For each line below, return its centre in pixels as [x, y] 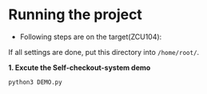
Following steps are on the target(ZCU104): [91, 37]
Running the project [75, 15]
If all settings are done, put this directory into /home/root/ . [104, 52]
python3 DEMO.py [35, 82]
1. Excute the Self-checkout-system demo [80, 67]
